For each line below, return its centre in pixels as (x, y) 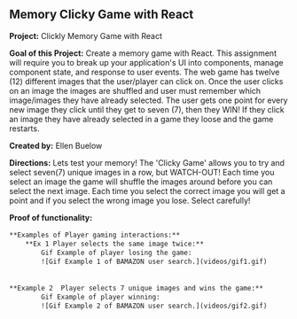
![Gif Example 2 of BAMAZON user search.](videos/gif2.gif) (154, 306)
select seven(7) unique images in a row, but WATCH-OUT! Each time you (142, 172)
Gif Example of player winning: (101, 297)
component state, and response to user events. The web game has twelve (145, 72)
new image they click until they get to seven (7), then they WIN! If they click (147, 109)
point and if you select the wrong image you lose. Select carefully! (130, 200)
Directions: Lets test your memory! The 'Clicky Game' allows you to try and (147, 162)
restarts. (24, 128)
